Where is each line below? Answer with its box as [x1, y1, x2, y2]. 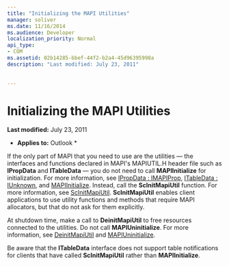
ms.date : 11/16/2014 [7, 23, 66, 29]
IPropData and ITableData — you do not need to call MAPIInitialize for [7, 167, 206, 175]
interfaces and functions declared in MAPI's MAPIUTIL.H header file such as [7, 159, 222, 168]
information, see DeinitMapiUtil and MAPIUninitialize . [7, 230, 156, 239]
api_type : [7, 42, 36, 49]
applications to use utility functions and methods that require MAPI [7, 196, 195, 204]
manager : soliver [7, 16, 57, 23]
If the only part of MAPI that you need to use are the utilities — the [7, 152, 193, 161]
